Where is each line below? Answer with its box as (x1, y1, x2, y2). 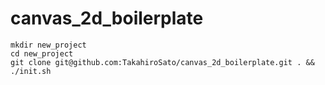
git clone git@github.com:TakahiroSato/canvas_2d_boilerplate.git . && (10, 57, 315, 67)
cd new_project (10, 48, 74, 59)
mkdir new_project (10, 40, 87, 50)
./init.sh (10, 66, 52, 76)
